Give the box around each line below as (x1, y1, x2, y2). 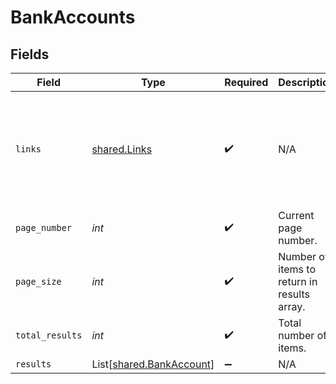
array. (278, 300, 306, 313)
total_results (15, 330, 83, 341)
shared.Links (91, 142, 153, 156)
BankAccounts (10, 6, 136, 29)
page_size (15, 276, 62, 287)
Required (224, 76, 269, 89)
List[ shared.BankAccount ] (91, 357, 215, 371)
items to (278, 262, 317, 276)
